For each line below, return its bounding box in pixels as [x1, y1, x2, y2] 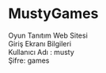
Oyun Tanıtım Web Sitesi [8, 31, 89, 40]
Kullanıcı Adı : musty [8, 47, 75, 57]
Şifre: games [8, 56, 50, 65]
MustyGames [8, 5, 99, 23]
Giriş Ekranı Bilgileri [8, 38, 72, 48]
